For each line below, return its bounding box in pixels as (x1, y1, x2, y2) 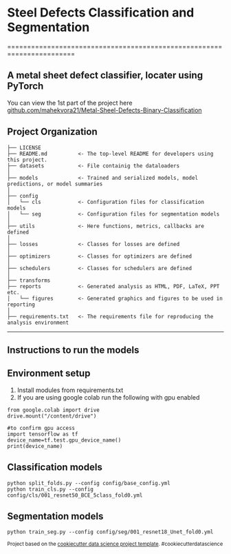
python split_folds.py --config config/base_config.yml (7, 480, 170, 486)
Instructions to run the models (7, 344, 140, 356)
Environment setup (7, 367, 91, 380)
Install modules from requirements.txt (16, 386, 124, 394)
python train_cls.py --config (7, 486, 94, 493)
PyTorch (7, 81, 44, 92)
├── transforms (7, 277, 51, 284)
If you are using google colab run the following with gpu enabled (16, 393, 200, 401)
